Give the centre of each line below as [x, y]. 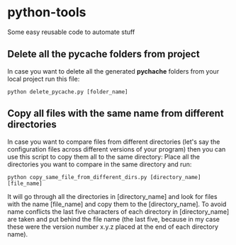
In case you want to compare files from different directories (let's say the [114, 142]
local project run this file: [44, 79]
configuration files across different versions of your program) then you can [117, 149]
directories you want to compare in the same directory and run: [100, 164]
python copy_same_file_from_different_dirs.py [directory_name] [104, 177]
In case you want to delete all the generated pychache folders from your [113, 71]
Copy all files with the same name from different [116, 114]
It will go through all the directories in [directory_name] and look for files [112, 196]
